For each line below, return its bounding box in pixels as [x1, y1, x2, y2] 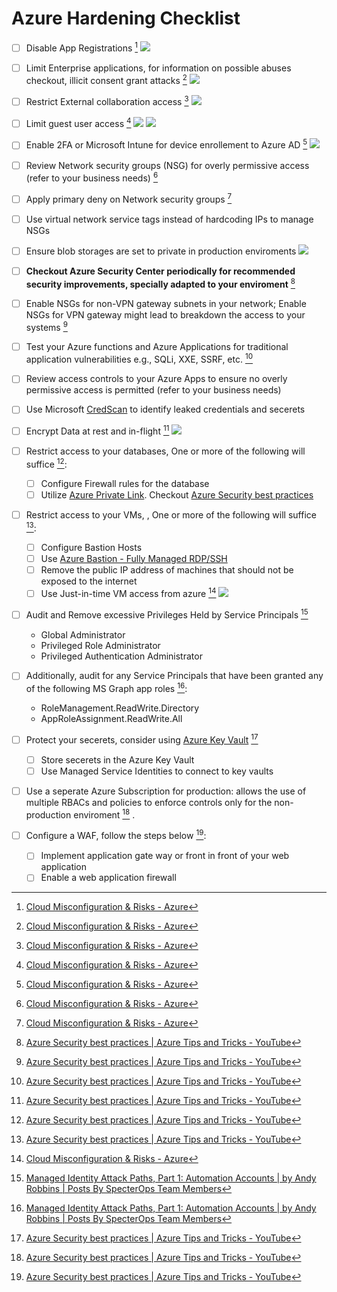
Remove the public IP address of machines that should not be [40, 563, 294, 576]
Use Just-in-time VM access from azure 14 [40, 585, 217, 599]
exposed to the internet [40, 575, 138, 587]
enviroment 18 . [73, 807, 136, 821]
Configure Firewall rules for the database [40, 477, 210, 489]
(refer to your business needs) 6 [25, 170, 159, 184]
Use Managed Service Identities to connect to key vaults [40, 765, 274, 777]
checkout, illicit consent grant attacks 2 [25, 73, 188, 87]
